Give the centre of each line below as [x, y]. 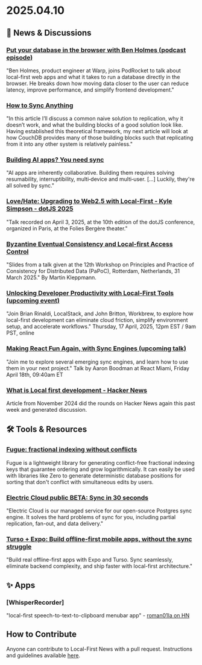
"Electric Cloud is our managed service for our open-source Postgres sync [99, 511]
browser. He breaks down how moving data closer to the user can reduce [97, 83]
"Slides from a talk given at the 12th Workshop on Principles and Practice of [100, 265]
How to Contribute [42, 635]
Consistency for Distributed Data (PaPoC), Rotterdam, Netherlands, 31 [93, 271]
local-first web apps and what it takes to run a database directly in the [93, 77]
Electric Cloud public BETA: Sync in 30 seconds [77, 497]
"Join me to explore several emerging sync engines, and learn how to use [97, 362]
